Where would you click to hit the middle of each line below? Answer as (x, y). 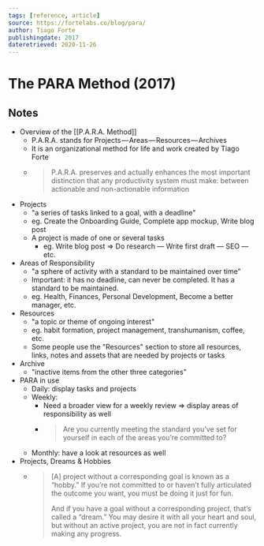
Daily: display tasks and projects (84, 389)
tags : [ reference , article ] (54, 15)
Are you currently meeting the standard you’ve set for (150, 429)
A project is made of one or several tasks (98, 238)
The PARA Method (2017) (92, 84)
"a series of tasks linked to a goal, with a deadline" (113, 213)
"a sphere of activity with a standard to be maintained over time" (136, 271)
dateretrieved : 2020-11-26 (52, 45)
